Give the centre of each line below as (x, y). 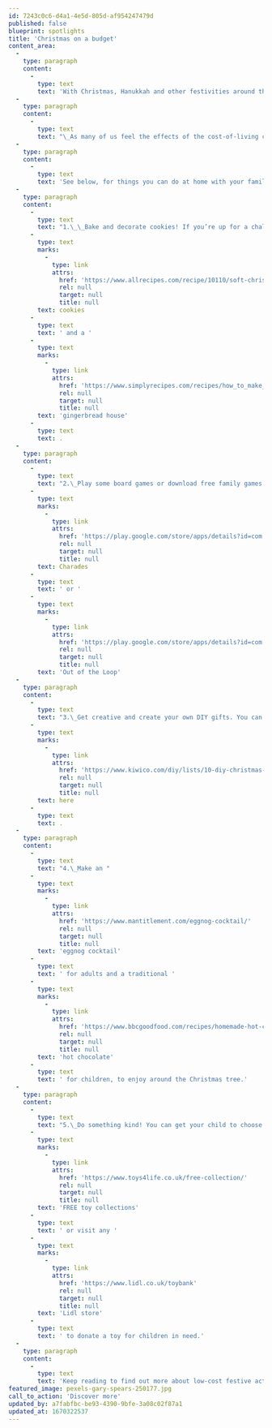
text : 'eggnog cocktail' (79, 951)
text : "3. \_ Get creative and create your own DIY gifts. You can (150, 718)
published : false (38, 24)
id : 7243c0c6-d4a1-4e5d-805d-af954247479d (81, 16)
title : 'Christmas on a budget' (63, 39)
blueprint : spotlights (47, 31)
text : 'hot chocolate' (76, 1057)
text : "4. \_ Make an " (74, 868)
